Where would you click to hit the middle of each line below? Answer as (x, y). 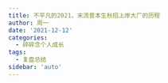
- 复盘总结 (31, 60)
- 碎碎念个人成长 (40, 45)
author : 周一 (29, 23)
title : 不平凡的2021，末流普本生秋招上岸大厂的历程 (84, 15)
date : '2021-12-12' (41, 30)
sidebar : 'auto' (35, 67)
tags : (17, 52)
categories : (28, 38)
